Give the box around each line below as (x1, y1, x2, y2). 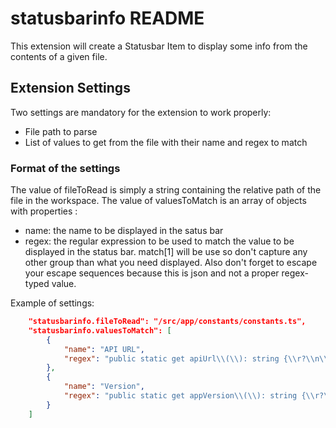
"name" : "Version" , (63, 382, 145, 392)
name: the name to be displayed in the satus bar (24, 225, 224, 237)
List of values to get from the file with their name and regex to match (24, 136, 308, 148)
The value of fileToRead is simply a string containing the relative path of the (10, 184, 322, 196)
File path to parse (24, 125, 98, 137)
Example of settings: (10, 297, 95, 309)
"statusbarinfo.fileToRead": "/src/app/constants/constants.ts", (28, 317, 307, 327)
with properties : (10, 205, 78, 217)
